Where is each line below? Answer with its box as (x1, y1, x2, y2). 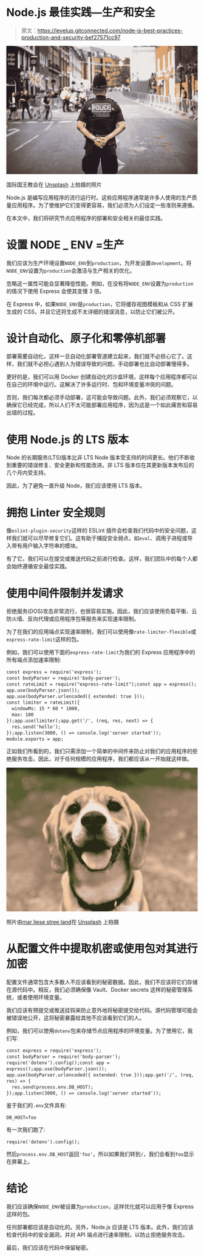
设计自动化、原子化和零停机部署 (6, 331, 166, 345)
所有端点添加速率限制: (6, 656, 62, 664)
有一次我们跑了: (6, 1126, 46, 1133)
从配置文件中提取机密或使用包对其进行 (6, 942, 199, 956)
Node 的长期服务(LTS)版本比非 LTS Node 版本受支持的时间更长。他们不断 (6, 454, 190, 461)
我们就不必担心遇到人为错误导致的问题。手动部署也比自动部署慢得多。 (16, 360, 192, 368)
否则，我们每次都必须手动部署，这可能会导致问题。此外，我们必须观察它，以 (6, 394, 198, 401)
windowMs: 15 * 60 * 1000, (12, 706, 80, 712)
